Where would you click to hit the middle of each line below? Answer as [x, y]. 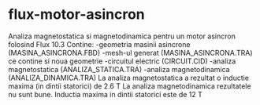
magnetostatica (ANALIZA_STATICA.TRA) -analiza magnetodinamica [119, 69]
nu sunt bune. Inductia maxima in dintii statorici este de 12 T [106, 94]
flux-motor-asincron [76, 14]
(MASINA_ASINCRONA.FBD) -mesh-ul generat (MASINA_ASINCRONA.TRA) [131, 52]
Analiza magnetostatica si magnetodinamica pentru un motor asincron [122, 36]
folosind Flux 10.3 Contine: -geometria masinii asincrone [99, 44]
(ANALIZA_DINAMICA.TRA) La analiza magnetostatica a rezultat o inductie [129, 78]
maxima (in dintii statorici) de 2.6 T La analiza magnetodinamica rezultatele [130, 86]
